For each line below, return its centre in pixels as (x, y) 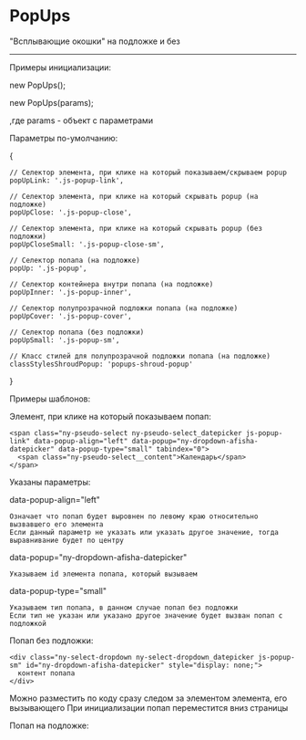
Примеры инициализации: (61, 67)
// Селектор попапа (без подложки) (77, 332)
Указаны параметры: (50, 482)
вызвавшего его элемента (56, 524)
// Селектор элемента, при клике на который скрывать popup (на (134, 196)
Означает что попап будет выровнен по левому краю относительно (134, 516)
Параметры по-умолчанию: (64, 138)
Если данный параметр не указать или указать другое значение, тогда (144, 532)
